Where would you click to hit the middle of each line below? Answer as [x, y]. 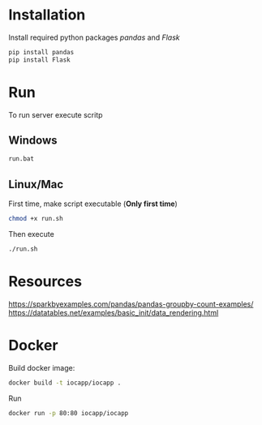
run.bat [21, 159]
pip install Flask [39, 60]
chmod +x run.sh [36, 219]
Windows [33, 141]
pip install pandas [41, 52]
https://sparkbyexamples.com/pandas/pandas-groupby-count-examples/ [131, 304]
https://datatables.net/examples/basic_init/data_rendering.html [114, 312]
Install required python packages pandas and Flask [94, 37]
